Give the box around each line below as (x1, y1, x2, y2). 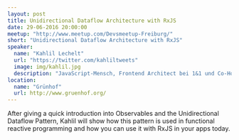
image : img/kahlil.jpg (14, 63, 81, 70)
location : (7, 76, 37, 84)
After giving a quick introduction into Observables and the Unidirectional (7, 109, 219, 118)
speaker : (7, 43, 33, 50)
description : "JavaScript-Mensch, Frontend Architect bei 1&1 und (14, 70, 215, 77)
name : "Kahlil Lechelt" (14, 50, 84, 58)
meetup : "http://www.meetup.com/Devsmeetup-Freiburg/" (7, 30, 174, 38)
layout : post (7, 10, 46, 18)
